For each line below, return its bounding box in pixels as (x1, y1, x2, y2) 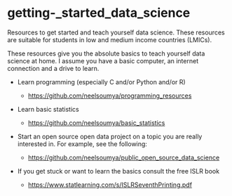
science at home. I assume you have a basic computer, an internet (7, 56, 198, 65)
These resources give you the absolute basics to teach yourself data (7, 49, 205, 58)
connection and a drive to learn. (7, 64, 100, 72)
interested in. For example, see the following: (17, 139, 147, 148)
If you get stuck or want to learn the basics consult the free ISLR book (17, 166, 219, 175)
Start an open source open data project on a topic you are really (17, 132, 203, 141)
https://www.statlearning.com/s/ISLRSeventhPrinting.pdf (27, 181, 193, 189)
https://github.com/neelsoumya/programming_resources (27, 91, 192, 100)
